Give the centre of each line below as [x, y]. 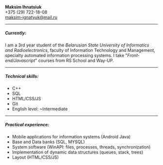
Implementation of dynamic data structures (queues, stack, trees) [78, 152]
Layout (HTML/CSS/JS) [35, 157]
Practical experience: [27, 124]
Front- [133, 55]
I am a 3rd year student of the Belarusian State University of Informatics [77, 45]
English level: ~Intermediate [40, 109]
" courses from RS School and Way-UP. [74, 60]
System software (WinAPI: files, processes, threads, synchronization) [81, 147]
